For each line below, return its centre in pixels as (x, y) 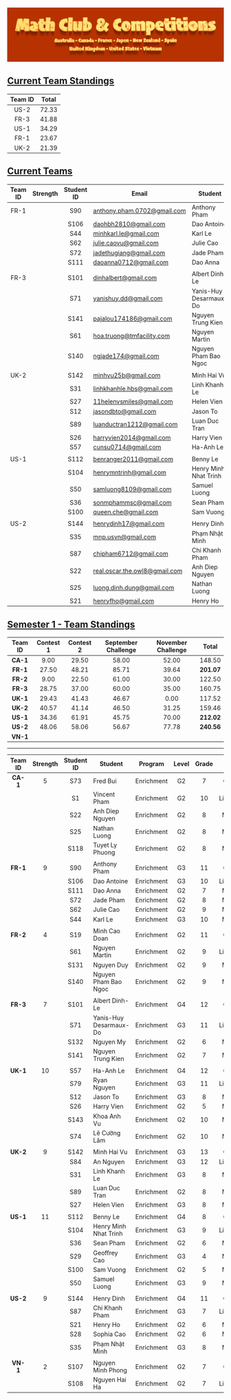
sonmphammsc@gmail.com (132, 502)
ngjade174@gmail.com (126, 356)
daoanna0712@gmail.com (131, 262)
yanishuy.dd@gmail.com (128, 298)
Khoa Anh (107, 1116)
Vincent (104, 794)
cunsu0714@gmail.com (127, 447)
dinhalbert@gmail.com (125, 277)
